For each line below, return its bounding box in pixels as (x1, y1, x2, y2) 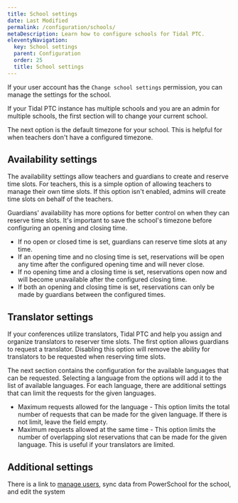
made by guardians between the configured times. (17, 291, 166, 299)
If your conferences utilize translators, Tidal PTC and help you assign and (7, 330, 222, 338)
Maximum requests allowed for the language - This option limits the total (17, 403, 230, 411)
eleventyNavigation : (7, 37, 69, 44)
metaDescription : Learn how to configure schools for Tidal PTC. (7, 30, 205, 38)
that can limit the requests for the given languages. (7, 389, 156, 398)
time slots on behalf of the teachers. (7, 195, 114, 203)
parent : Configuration (13, 50, 81, 58)
